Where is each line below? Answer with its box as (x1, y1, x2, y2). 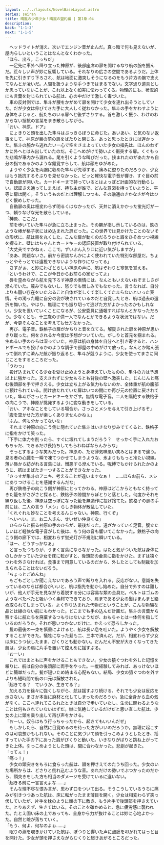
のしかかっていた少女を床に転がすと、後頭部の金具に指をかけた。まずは (5, 553, 150, 559)
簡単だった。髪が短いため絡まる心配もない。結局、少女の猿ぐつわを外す (13, 669, 159, 675)
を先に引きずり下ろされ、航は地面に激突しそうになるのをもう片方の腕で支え (5, 75, 159, 80)
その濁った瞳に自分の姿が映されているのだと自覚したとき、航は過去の (13, 295, 155, 301)
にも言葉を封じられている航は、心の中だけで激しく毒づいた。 (5, 93, 129, 99)
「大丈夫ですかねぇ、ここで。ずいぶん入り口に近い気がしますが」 (5, 246, 138, 252)
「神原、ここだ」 (5, 216, 40, 221)
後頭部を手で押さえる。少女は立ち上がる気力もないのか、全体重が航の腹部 (9, 381, 159, 387)
